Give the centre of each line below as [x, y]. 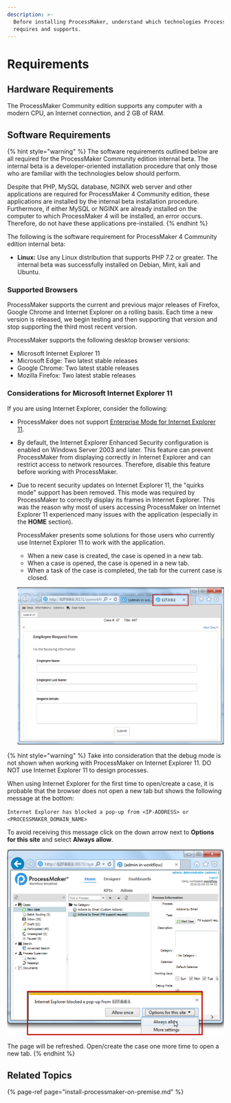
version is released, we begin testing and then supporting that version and [112, 320]
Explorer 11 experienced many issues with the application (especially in [117, 514]
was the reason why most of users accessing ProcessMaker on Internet [119, 507]
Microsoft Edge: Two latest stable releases [77, 361]
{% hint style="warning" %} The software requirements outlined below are [113, 152]
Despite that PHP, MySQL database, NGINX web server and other [100, 187]
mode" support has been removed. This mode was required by [106, 492]
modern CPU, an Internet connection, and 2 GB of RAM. [86, 113]
